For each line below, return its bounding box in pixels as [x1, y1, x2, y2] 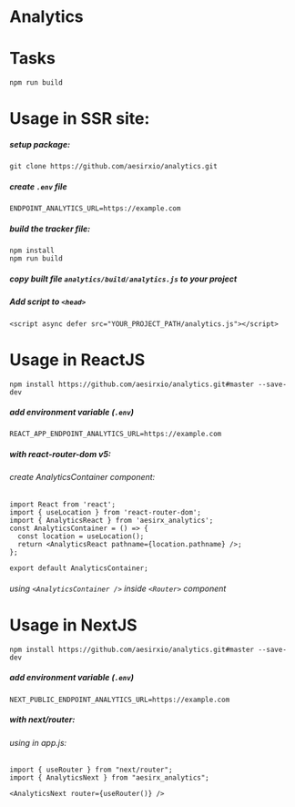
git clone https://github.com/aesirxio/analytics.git [9, 162, 219, 171]
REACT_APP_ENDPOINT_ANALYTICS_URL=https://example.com [9, 430, 222, 439]
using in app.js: [9, 737, 67, 748]
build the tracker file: [9, 223, 91, 234]
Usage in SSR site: [9, 108, 150, 129]
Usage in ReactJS [9, 349, 146, 370]
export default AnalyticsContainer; [9, 564, 148, 573]
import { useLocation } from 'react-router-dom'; [9, 508, 202, 517]
